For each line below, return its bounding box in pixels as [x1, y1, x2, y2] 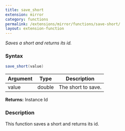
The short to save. [58, 84, 102, 91]
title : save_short [5, 7, 44, 13]
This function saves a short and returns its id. [5, 120, 99, 126]
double [37, 84, 54, 91]
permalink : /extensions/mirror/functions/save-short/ [5, 21, 121, 27]
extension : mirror [5, 12, 44, 17]
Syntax [5, 52, 23, 59]
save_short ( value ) [5, 64, 44, 69]
